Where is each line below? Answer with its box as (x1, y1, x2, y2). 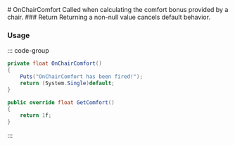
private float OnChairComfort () (7, 60, 102, 68)
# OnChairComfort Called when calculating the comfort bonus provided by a (7, 6, 229, 13)
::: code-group (7, 46, 49, 55)
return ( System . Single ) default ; (20, 80, 115, 87)
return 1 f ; (20, 112, 52, 119)
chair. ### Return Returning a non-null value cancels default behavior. (7, 13, 211, 21)
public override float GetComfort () (7, 99, 115, 106)
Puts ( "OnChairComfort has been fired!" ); (20, 73, 143, 80)
